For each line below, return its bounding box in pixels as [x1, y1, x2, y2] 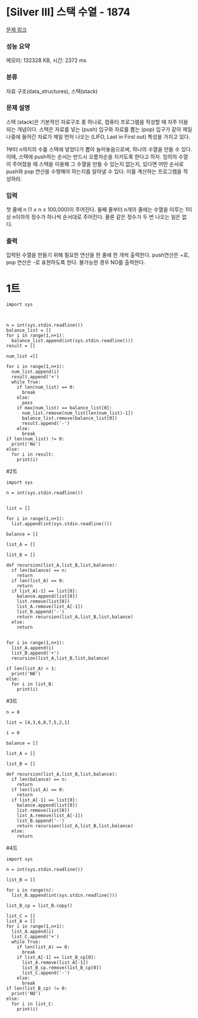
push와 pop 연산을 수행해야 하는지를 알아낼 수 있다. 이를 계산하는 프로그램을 [6, 168, 182, 175]
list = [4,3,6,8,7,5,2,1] [6, 720, 70, 726]
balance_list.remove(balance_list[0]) [21, 415, 118, 421]
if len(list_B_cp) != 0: [6, 986, 67, 991]
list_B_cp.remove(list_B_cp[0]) [21, 965, 102, 971]
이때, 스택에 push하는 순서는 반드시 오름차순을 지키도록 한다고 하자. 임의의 [6, 153, 177, 160]
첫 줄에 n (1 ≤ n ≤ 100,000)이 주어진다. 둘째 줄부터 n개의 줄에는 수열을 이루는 [6, 206, 184, 213]
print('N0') [11, 671, 41, 677]
